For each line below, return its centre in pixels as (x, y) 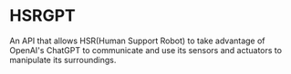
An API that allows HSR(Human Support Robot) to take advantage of (138, 41)
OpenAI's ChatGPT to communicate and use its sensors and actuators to (146, 50)
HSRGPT (42, 16)
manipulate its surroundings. (63, 60)
